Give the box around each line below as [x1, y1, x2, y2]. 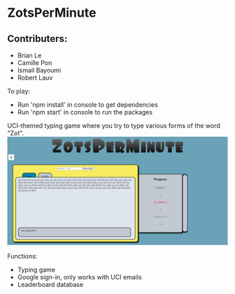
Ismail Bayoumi [17, 66, 62, 74]
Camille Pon [17, 59, 52, 67]
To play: [7, 87, 30, 95]
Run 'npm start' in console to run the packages [17, 108, 152, 116]
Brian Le [17, 51, 42, 59]
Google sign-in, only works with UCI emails [17, 273, 142, 281]
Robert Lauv [17, 73, 53, 82]
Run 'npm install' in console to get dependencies [17, 101, 159, 109]
